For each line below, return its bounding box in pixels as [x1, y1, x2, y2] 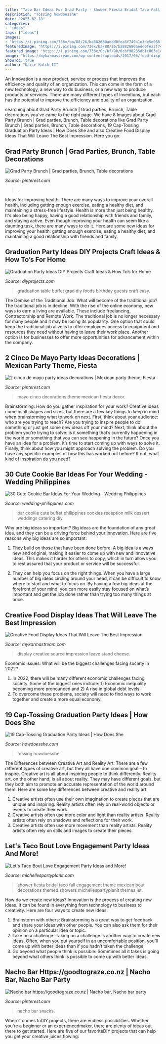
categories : [5, 21, 30, 26]
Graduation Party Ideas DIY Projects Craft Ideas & [5, 248, 161, 256]
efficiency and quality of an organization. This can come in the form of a [5, 81, 152, 87]
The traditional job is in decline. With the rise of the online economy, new [5, 303, 154, 308]
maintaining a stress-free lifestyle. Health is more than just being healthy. [5, 207, 154, 213]
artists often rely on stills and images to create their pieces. [12, 827, 133, 833]
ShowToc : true [5, 58, 35, 63]
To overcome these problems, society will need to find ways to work [12, 691, 152, 697]
